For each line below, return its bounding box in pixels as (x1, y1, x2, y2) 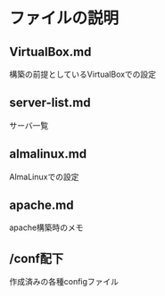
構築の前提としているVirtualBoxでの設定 (9, 69, 157, 79)
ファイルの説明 (9, 8, 120, 29)
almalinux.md (9, 146, 87, 161)
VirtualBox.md (9, 44, 92, 59)
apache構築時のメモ (9, 222, 84, 233)
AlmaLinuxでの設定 (9, 171, 79, 182)
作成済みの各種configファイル (9, 276, 119, 287)
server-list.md (9, 95, 91, 111)
